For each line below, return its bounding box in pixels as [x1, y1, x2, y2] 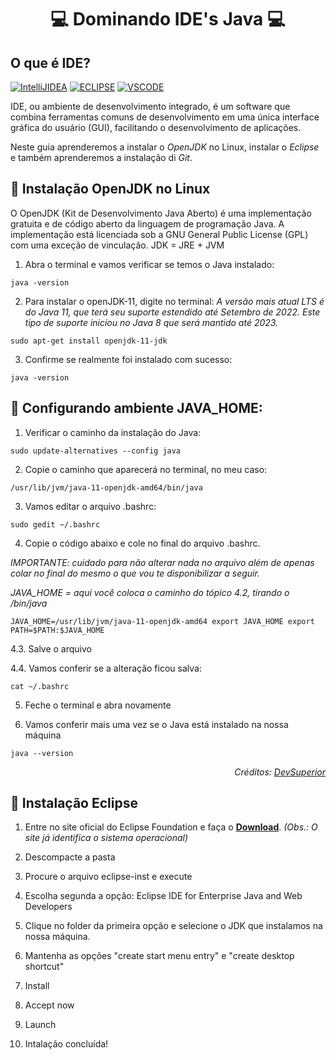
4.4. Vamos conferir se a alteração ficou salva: [10, 662, 202, 674]
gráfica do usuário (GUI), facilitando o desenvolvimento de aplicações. [10, 122, 302, 133]
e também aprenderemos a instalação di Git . [10, 152, 193, 163]
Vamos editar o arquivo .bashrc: [24, 500, 157, 512]
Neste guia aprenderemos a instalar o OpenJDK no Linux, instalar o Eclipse [10, 141, 320, 153]
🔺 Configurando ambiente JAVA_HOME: [10, 400, 263, 417]
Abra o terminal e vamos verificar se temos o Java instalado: [24, 258, 275, 270]
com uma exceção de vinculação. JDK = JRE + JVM [10, 239, 225, 251]
